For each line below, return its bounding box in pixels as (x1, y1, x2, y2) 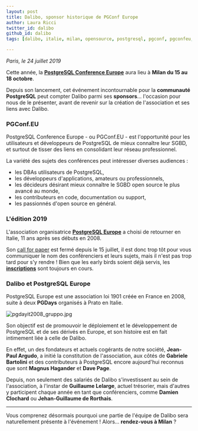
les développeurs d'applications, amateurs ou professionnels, (14, 175, 164, 182)
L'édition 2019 (6, 215, 47, 223)
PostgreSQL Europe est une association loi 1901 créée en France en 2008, (6, 292, 186, 300)
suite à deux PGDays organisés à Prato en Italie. (6, 299, 123, 306)
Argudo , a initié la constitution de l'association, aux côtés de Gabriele (18, 352, 188, 359)
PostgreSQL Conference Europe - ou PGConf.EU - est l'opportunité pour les (6, 133, 190, 140)
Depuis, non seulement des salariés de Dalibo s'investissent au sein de (6, 376, 179, 383)
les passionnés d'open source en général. (14, 200, 117, 207)
